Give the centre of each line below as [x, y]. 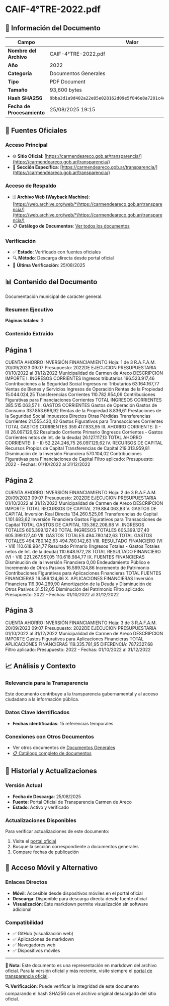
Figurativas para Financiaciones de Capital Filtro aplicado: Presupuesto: [80, 459]
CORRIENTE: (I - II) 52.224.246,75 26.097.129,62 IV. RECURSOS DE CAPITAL [84, 443]
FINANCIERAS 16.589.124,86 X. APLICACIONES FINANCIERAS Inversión [79, 578]
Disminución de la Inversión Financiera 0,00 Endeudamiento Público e [77, 562]
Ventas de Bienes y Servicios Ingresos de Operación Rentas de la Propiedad [84, 389]
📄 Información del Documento [53, 28]
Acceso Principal [26, 145]
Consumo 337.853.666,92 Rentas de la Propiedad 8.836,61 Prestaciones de [83, 411]
